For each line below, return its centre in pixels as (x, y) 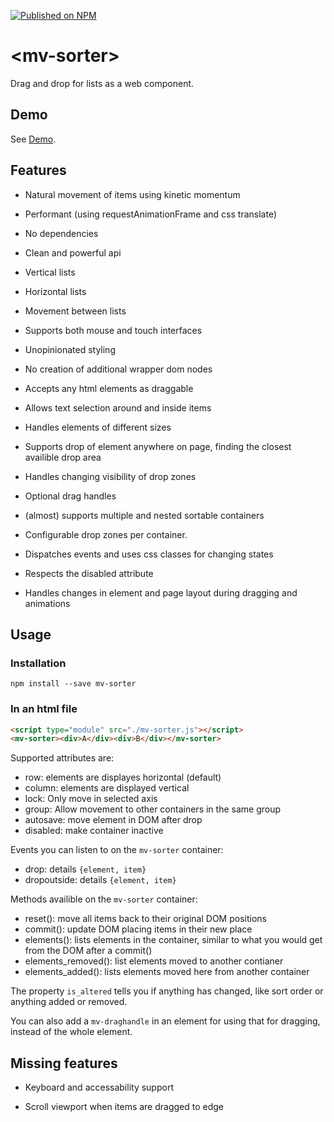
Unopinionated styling (70, 349)
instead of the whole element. (71, 1032)
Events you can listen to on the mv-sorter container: (117, 850)
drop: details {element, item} (85, 869)
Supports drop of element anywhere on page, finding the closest (158, 446)
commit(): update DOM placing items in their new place (138, 929)
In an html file (44, 709)
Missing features (64, 1063)
